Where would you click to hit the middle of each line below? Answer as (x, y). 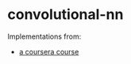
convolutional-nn (65, 15)
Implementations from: (44, 36)
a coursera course (49, 51)
